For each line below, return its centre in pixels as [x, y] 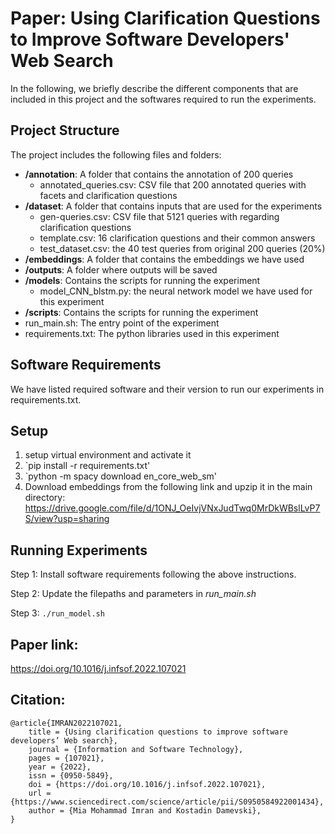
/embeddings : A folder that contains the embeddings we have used [164, 259]
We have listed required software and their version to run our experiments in [167, 389]
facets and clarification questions [108, 195]
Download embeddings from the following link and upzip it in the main [168, 487]
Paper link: [44, 644]
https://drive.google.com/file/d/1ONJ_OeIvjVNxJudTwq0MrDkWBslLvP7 [172, 508]
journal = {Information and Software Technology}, [136, 749]
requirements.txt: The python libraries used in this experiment [152, 333]
